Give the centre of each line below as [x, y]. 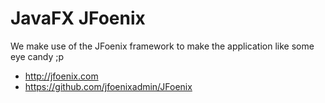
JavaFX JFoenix [78, 18]
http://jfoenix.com [61, 76]
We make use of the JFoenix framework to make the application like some [162, 46]
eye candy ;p [37, 56]
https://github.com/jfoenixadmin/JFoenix [108, 86]
